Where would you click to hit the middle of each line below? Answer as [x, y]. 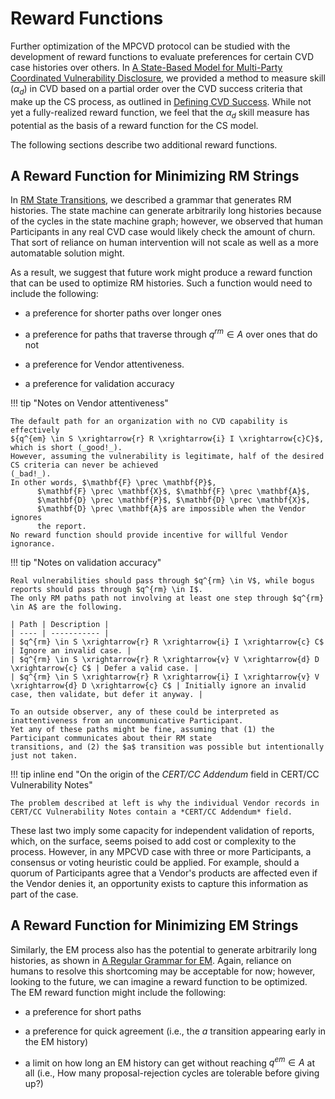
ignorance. [33, 544]
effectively [35, 430]
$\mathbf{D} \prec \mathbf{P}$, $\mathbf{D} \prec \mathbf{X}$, [173, 500]
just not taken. [44, 756]
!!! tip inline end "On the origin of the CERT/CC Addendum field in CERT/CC [165, 774]
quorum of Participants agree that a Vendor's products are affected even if [164, 873]
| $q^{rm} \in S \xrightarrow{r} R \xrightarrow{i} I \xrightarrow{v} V [165, 677]
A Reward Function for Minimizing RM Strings [155, 175]
